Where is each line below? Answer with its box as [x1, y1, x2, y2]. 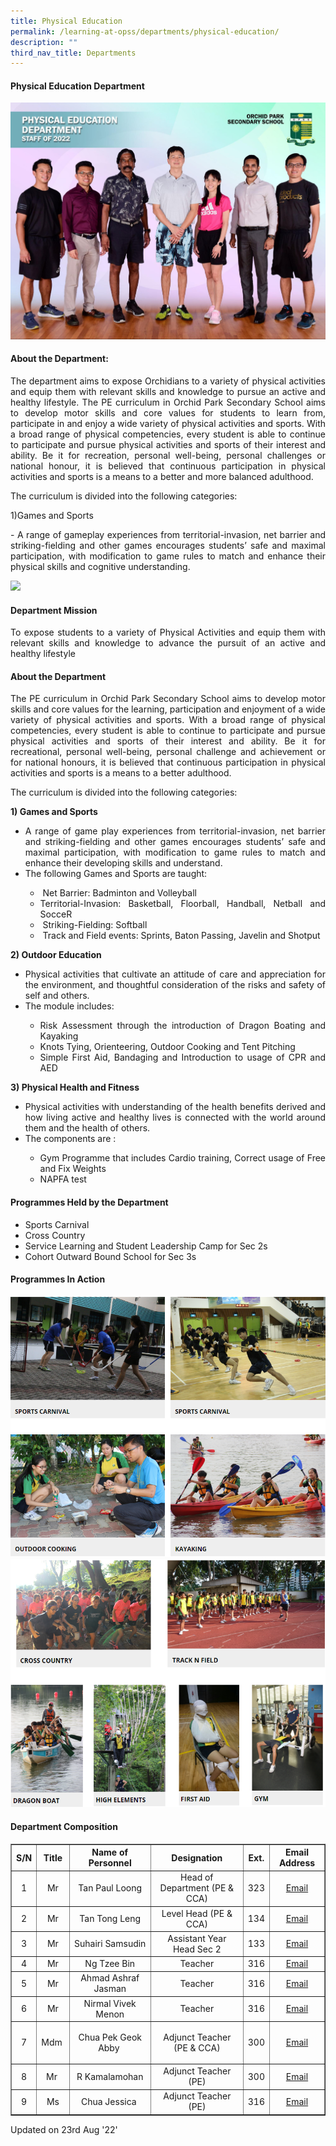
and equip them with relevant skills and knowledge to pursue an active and [10, 386, 326, 398]
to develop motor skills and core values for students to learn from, [10, 407, 326, 419]
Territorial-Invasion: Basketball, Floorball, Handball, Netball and [39, 898, 326, 910]
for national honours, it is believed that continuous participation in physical [10, 756, 326, 769]
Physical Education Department [10, 80, 145, 92]
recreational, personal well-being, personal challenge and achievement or [10, 746, 326, 758]
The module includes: [24, 1000, 115, 1012]
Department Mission [10, 604, 98, 616]
